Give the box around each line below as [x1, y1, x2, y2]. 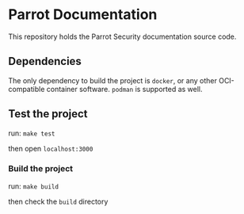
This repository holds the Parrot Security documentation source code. [8, 32, 237, 41]
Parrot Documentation [8, 6, 158, 24]
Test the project [8, 107, 89, 120]
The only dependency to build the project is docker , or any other [8, 75, 218, 85]
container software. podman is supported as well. [46, 84, 204, 94]
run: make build [8, 181, 59, 191]
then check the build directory [8, 197, 109, 206]
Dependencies [8, 55, 82, 68]
